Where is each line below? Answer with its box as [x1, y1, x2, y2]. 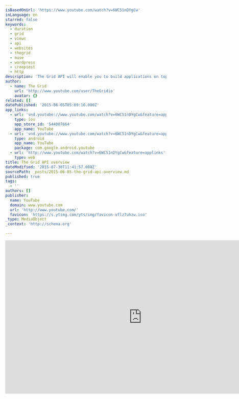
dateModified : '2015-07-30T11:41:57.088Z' [5, 164, 97, 169]
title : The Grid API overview [5, 160, 70, 165]
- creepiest [10, 64, 36, 70]
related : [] [5, 98, 31, 103]
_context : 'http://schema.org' [5, 221, 72, 227]
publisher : [5, 193, 29, 198]
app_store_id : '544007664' [14, 121, 72, 127]
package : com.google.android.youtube [14, 145, 95, 151]
